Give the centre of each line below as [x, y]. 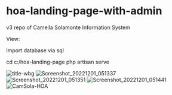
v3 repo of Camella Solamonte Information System [68, 27]
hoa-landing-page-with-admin [84, 11]
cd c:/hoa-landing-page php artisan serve [58, 62]
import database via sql [35, 50]
